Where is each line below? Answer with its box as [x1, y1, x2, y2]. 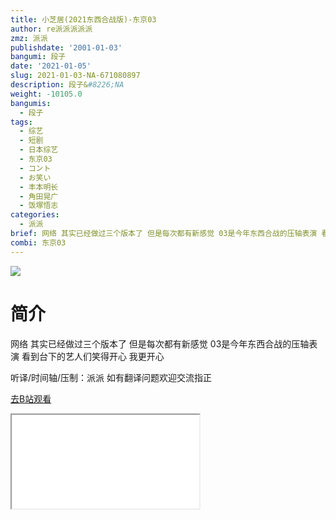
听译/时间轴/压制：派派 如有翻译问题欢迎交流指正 [10, 371, 213, 383]
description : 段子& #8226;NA [10, 80, 125, 90]
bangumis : [10, 98, 52, 108]
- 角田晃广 [19, 191, 59, 201]
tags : [10, 117, 33, 127]
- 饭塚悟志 [19, 201, 59, 211]
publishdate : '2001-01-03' [10, 42, 123, 53]
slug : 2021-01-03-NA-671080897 [10, 71, 141, 81]
